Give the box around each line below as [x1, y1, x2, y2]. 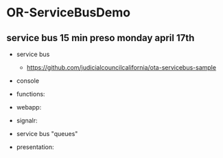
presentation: [16, 143, 54, 151]
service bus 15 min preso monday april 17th [6, 32, 195, 44]
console [16, 77, 39, 85]
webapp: [16, 103, 42, 111]
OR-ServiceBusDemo [6, 5, 131, 21]
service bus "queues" [16, 130, 78, 137]
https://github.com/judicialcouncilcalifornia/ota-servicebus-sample [26, 64, 217, 71]
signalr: [16, 116, 38, 124]
